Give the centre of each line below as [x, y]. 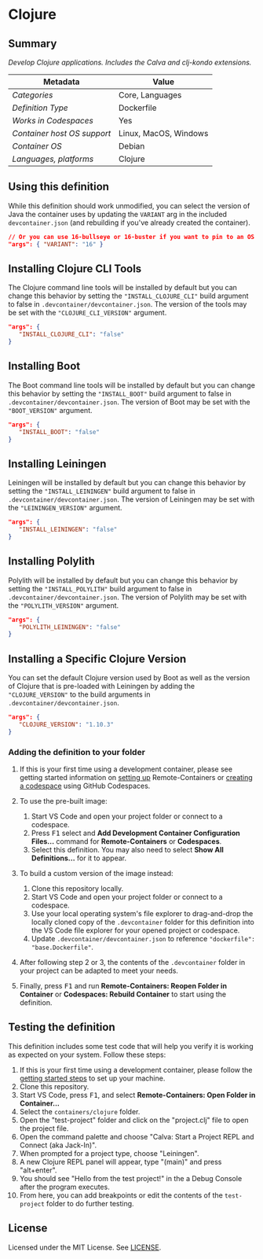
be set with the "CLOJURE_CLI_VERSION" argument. [88, 313]
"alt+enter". [38, 1170]
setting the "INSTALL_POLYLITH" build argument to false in [100, 588]
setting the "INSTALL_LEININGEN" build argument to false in [102, 491]
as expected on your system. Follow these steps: [87, 1055]
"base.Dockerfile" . [62, 947]
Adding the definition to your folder [77, 752]
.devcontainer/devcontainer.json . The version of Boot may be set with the [129, 402]
